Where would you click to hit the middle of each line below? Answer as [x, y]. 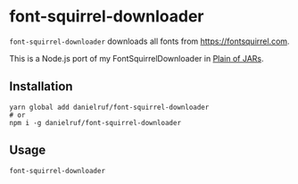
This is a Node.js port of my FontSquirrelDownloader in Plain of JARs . [137, 58]
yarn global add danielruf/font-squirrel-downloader [109, 107]
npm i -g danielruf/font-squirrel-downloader [95, 122]
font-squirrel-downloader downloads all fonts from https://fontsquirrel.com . [149, 41]
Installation [41, 87]
